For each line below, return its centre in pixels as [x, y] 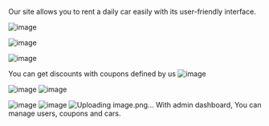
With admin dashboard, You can [208, 105]
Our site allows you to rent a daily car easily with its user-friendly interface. [132, 12]
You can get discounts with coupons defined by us [92, 74]
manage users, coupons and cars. [65, 113]
